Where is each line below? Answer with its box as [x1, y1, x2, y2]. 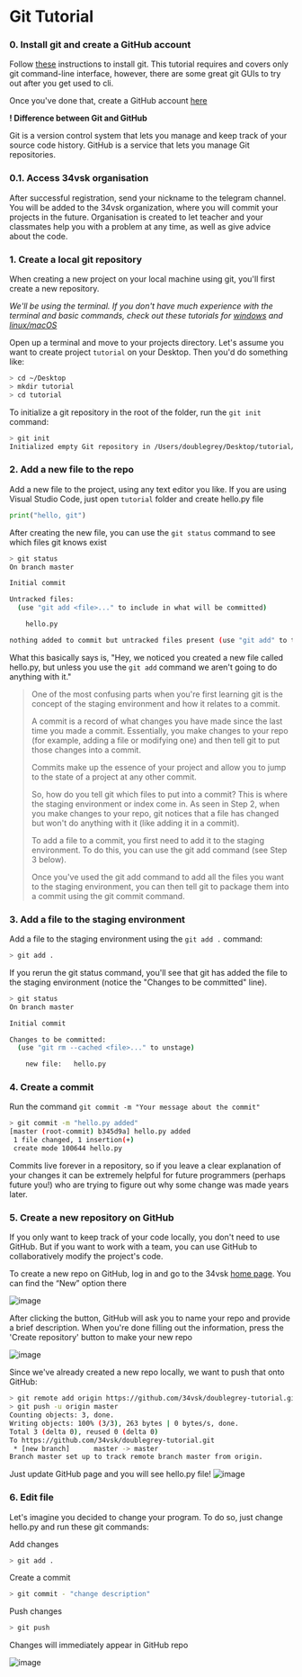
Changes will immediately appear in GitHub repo [9, 1640, 189, 1651]
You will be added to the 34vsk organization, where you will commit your [9, 202, 279, 212]
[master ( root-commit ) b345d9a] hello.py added [9, 1127, 191, 1136]
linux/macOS [9, 320, 58, 330]
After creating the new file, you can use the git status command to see [9, 527, 276, 537]
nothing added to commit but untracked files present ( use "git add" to [9, 636, 288, 645]
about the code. [9, 230, 68, 241]
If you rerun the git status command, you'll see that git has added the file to [9, 967, 288, 978]
